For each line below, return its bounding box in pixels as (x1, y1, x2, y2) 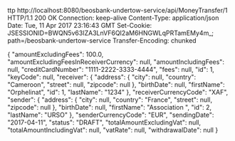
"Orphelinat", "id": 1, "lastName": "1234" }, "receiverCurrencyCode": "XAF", (7, 88, 229, 96)
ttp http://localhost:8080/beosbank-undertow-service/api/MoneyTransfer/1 (7, 6, 228, 14)
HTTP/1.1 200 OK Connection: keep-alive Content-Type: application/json (7, 14, 219, 22)
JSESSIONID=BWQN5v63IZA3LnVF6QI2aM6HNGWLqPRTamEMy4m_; (7, 28, 214, 37)
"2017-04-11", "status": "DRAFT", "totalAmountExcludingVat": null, (7, 118, 202, 127)
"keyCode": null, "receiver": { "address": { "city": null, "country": (7, 73, 197, 81)
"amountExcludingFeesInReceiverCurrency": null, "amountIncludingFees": (7, 58, 224, 66)
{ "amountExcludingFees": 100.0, (7, 50, 104, 58)
